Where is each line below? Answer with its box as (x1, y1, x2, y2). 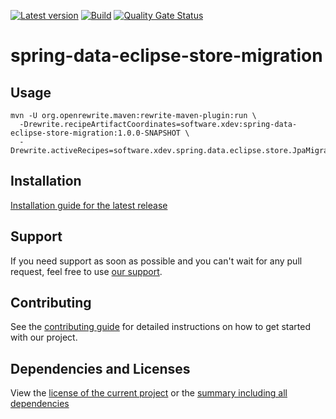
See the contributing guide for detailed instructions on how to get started (10, 321, 312, 333)
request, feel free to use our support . (10, 265, 163, 277)
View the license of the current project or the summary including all (10, 387, 288, 399)
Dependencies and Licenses (10, 360, 191, 377)
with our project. (10, 331, 78, 344)
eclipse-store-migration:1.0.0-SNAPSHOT (10, 128, 182, 138)
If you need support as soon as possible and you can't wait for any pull (10, 255, 303, 267)
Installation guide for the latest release (10, 199, 168, 211)
